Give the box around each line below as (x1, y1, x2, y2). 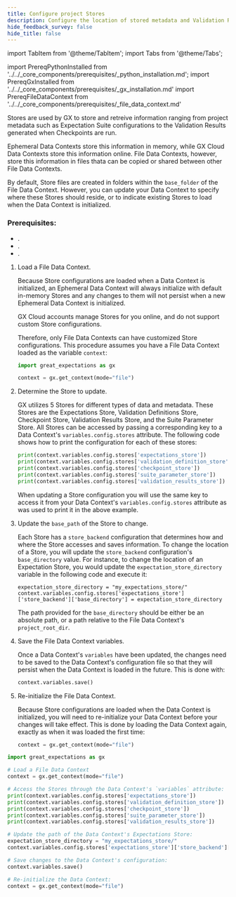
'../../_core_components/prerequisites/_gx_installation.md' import (7, 85, 195, 93)
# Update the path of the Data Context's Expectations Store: (7, 831, 193, 838)
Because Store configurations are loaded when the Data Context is (17, 705, 211, 714)
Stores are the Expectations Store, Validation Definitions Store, (17, 408, 199, 417)
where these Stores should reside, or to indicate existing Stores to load (7, 193, 212, 202)
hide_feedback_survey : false (7, 23, 93, 30)
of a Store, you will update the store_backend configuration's (17, 547, 193, 556)
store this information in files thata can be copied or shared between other (7, 157, 223, 166)
